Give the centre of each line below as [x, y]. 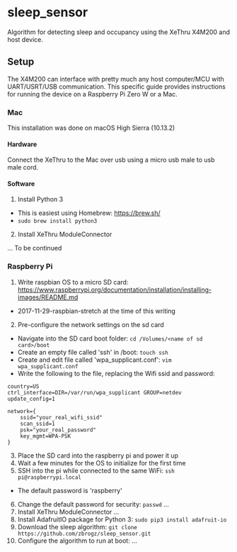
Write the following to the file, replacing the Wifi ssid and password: [116, 373]
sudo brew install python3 [57, 221]
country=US [23, 386]
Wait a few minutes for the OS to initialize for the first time [102, 463]
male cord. [23, 167]
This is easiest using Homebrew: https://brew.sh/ [89, 213]
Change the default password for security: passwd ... [93, 504]
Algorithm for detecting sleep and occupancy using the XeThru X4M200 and [119, 32]
